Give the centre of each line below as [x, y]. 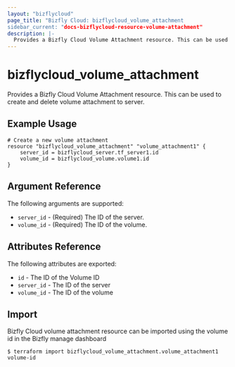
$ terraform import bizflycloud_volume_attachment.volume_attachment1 [113, 352]
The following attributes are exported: [62, 263]
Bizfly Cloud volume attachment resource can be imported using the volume [118, 331]
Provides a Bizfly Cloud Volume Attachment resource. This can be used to [114, 94]
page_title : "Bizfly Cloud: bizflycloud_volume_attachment [96, 20]
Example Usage [42, 124]
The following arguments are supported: [66, 203]
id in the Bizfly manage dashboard [57, 339]
